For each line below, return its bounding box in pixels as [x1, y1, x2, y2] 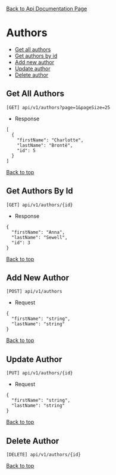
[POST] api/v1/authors [6, 289, 62, 295]
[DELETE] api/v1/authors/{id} [6, 452, 81, 458]
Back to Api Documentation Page [6, 5, 87, 12]
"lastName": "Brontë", [17, 142, 73, 149]
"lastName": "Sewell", [11, 234, 68, 240]
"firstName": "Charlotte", [17, 137, 84, 143]
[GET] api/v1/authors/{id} [6, 202, 73, 208]
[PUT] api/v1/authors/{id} [6, 370, 73, 376]
